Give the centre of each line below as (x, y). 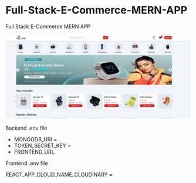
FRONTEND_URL (34, 152)
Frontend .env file (27, 163)
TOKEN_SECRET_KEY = (43, 146)
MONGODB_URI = (36, 140)
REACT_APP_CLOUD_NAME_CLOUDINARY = (59, 175)
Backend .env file (26, 128)
